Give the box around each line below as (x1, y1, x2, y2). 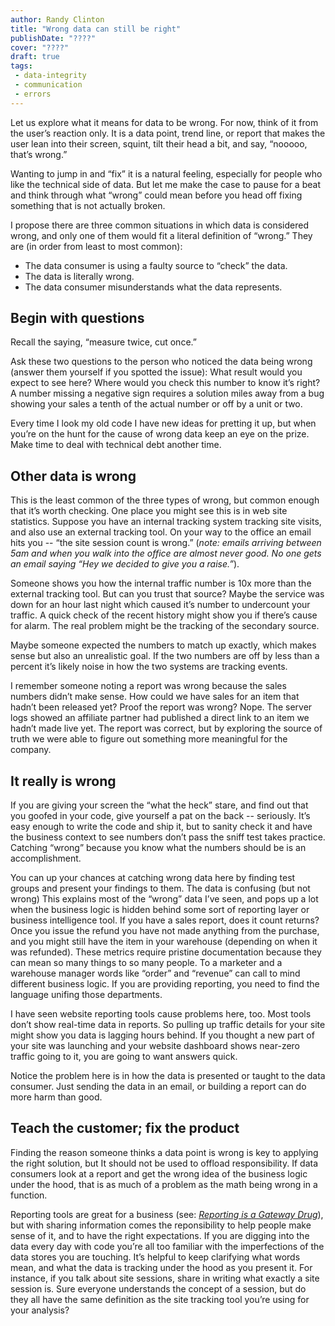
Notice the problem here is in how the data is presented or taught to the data (10, 1070, 326, 1082)
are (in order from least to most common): (10, 240, 183, 252)
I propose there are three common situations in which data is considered (10, 219, 309, 231)
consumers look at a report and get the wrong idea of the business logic (10, 1167, 308, 1180)
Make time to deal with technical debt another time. (10, 439, 222, 451)
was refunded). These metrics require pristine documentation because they (10, 946, 322, 958)
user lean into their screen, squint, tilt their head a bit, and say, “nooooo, (10, 137, 308, 150)
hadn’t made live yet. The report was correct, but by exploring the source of (10, 722, 323, 735)
